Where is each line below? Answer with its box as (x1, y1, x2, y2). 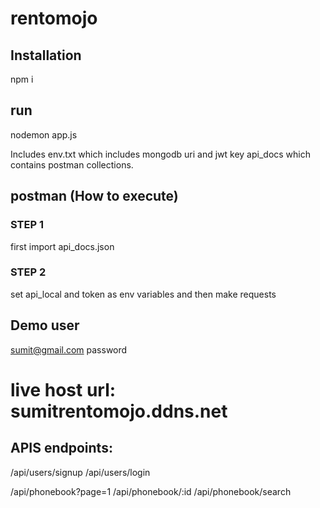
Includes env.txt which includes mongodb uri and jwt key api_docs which (10, 148, 311, 160)
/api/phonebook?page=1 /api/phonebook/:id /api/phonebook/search (10, 485, 292, 497)
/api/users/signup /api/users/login (10, 466, 151, 478)
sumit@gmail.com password (10, 343, 128, 356)
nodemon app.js (10, 128, 78, 141)
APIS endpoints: (10, 440, 113, 457)
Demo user (10, 317, 80, 334)
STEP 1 (10, 218, 44, 232)
